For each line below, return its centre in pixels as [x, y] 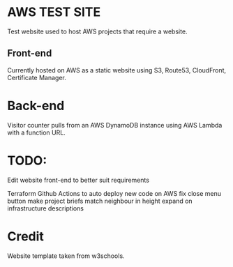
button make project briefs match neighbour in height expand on [100, 201]
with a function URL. [37, 132]
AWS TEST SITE [54, 12]
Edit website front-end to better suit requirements [78, 180]
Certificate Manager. [37, 77]
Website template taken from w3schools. [66, 256]
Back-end [36, 106]
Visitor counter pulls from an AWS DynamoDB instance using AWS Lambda [115, 125]
